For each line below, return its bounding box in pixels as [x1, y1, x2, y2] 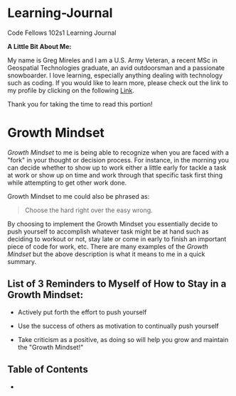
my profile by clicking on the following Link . [7, 86, 135, 94]
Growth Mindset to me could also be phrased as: [7, 192, 150, 200]
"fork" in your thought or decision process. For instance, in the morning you [7, 155, 230, 164]
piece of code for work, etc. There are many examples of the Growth [7, 242, 208, 251]
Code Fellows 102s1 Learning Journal [7, 28, 117, 37]
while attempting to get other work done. [7, 178, 127, 187]
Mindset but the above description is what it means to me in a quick [7, 250, 205, 258]
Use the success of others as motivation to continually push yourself [17, 321, 219, 330]
